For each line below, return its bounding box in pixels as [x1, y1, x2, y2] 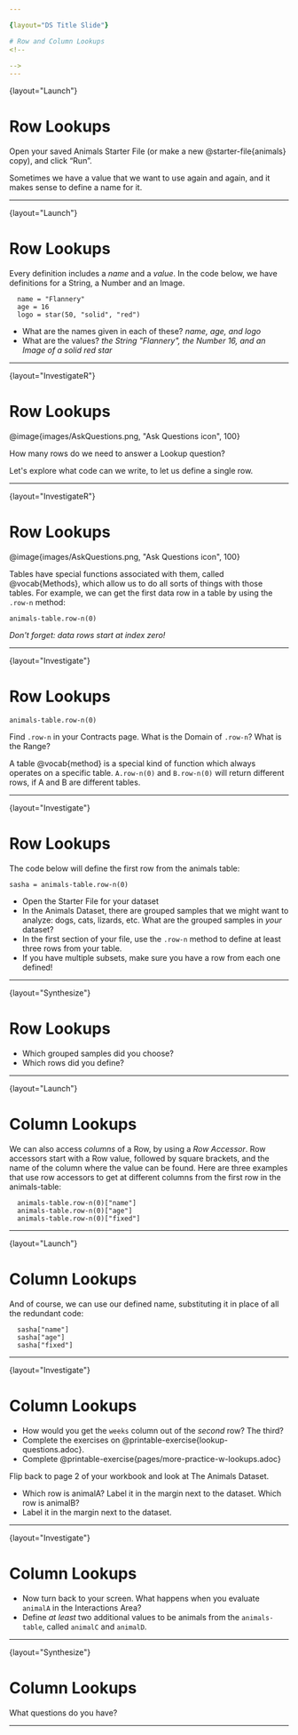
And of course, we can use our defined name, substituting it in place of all [9, 1299, 279, 1309]
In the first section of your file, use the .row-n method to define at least [21, 933, 281, 944]
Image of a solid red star [21, 345, 113, 356]
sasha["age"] [17, 1332, 66, 1342]
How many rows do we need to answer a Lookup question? [9, 448, 226, 459]
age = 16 [17, 303, 50, 312]
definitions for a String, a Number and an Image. [9, 277, 185, 289]
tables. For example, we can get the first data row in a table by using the [9, 588, 273, 598]
